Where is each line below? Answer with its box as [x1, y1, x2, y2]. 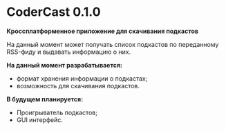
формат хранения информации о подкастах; [16, 74, 148, 83]
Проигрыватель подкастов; [16, 108, 98, 117]
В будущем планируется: [6, 94, 84, 103]
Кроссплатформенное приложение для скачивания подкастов [6, 27, 198, 35]
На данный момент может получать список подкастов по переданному [6, 40, 219, 48]
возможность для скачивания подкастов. [16, 81, 140, 90]
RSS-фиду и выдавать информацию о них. [6, 48, 131, 56]
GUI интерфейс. [16, 115, 63, 124]
